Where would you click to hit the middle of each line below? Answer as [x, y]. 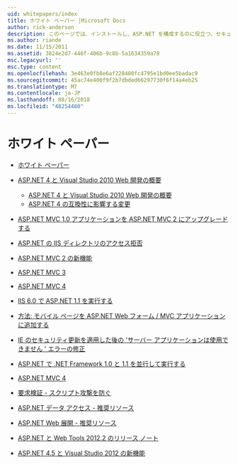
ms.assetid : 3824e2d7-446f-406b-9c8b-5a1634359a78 [84, 54]
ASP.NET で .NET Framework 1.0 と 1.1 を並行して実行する [102, 364]
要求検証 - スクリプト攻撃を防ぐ [64, 392]
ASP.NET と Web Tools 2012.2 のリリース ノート [88, 438]
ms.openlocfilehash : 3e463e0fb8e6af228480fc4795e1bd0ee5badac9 [103, 73]
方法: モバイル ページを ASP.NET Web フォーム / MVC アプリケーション [121, 315]
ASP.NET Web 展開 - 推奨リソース [67, 423]
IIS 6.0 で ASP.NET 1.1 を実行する [65, 301]
